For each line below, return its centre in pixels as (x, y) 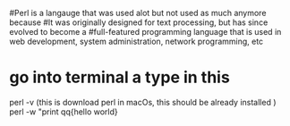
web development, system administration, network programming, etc (136, 41)
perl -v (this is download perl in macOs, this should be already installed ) (143, 102)
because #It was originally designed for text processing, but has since (139, 22)
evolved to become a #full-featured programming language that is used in (145, 32)
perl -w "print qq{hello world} (64, 112)
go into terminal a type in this (119, 77)
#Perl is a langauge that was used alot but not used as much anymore (138, 13)
